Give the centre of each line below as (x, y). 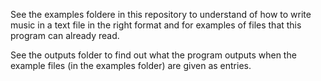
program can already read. (65, 35)
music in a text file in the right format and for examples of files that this (156, 25)
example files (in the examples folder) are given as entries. (131, 65)
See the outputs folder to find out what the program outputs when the (153, 55)
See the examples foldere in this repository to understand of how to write (161, 14)
